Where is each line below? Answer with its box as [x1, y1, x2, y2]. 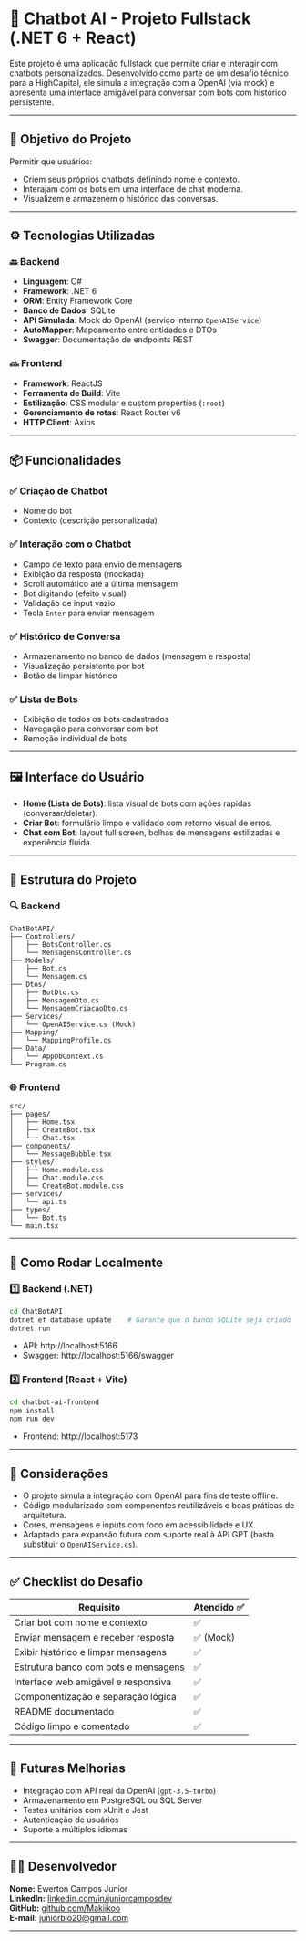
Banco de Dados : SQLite [22, 305, 116, 316]
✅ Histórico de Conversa [9, 630, 121, 643]
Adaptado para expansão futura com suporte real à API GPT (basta [22, 1529, 275, 1540]
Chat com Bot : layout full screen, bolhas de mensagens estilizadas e [22, 827, 280, 838]
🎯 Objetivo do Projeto [9, 131, 132, 147]
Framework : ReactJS [22, 378, 103, 389]
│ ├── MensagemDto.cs [9, 995, 100, 1005]
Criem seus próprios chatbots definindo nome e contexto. [22, 173, 240, 184]
